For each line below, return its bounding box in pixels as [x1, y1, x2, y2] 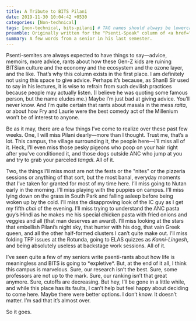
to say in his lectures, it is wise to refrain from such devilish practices [6, 83, 172, 89]
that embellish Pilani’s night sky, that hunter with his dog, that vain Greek [6, 223, 180, 230]
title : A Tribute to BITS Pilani [6, 8, 87, 15]
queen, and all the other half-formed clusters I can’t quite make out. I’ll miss [6, 230, 188, 237]
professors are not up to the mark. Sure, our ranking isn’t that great [6, 272, 167, 279]
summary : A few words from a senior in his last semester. [6, 36, 153, 42]
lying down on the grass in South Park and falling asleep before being [6, 192, 173, 199]
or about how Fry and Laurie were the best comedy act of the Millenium [6, 108, 178, 115]
